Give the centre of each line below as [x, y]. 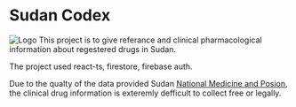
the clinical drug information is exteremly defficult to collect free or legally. [145, 93]
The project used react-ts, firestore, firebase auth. [101, 66]
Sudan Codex [60, 15]
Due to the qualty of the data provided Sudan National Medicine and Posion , [148, 83]
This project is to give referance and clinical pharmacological [150, 40]
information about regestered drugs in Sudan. [92, 49]
